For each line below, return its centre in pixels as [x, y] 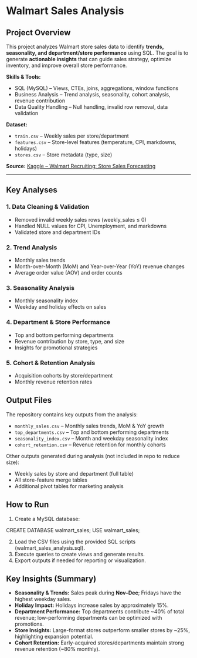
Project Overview [38, 33]
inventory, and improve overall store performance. [67, 65]
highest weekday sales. [43, 599]
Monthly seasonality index [46, 300]
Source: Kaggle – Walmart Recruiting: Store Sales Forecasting [81, 166]
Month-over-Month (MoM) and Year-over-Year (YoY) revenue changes [99, 266]
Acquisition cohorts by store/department [64, 375]
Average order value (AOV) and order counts [68, 272]
